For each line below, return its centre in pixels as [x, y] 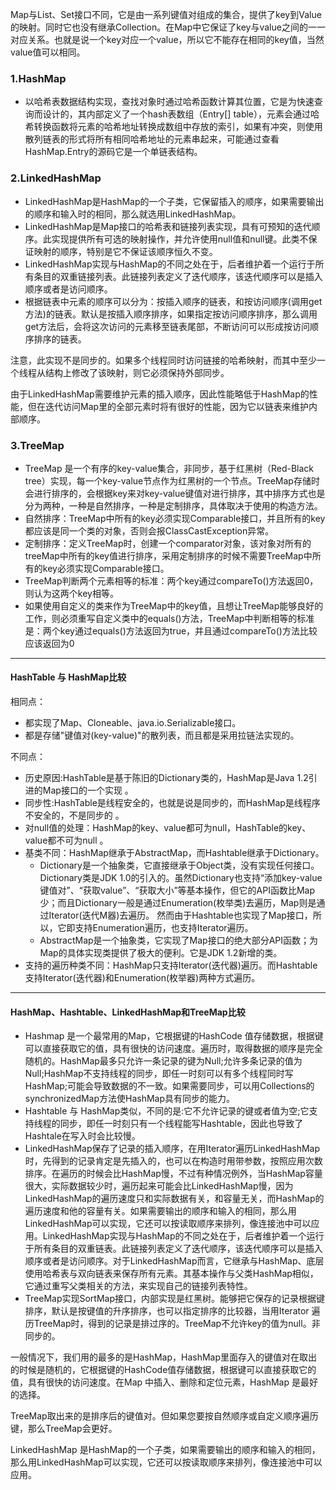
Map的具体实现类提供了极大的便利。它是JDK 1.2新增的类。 [161, 953]
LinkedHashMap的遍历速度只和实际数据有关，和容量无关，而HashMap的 [174, 1199]
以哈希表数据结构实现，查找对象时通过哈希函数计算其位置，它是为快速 [169, 102]
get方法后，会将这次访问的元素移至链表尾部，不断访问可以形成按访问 [167, 326]
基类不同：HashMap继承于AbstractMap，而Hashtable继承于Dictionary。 [174, 853]
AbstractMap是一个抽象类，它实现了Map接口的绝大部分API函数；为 [179, 940]
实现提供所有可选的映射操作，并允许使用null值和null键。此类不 [180, 239]
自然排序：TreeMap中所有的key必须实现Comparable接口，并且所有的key [175, 518]
